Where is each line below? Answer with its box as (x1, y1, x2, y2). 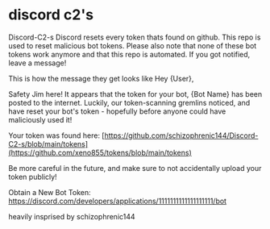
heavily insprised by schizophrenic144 (8, 211, 135, 221)
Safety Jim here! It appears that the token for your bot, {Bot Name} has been (8, 89, 263, 98)
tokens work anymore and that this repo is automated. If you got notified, (8, 49, 251, 59)
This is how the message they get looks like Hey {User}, (8, 73, 194, 83)
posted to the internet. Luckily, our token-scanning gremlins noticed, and (8, 98, 251, 107)
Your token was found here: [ (8, 131, 105, 140)
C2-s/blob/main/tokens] (8, 139, 89, 148)
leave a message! (8, 58, 67, 68)
